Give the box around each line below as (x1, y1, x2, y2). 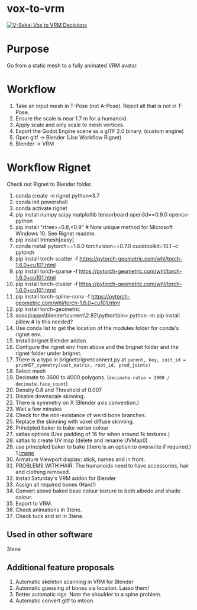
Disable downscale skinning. (15, 392, 85, 399)
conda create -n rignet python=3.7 (15, 192, 100, 199)
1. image (15, 449, 34, 456)
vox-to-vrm (7, 2, 64, 15)
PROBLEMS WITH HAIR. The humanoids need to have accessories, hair (15, 462, 190, 469)
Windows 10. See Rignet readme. (15, 230, 96, 237)
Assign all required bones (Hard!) (15, 481, 96, 488)
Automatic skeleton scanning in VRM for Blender (15, 578, 134, 586)
